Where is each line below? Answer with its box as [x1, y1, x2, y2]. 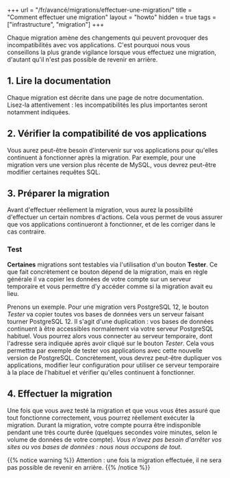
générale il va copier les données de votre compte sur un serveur [7, 275, 192, 283]
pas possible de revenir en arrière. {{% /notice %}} [7, 463, 151, 471]
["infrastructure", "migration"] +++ [7, 21, 105, 28]
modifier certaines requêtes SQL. [7, 168, 101, 176]
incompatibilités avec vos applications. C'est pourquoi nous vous [7, 41, 190, 49]
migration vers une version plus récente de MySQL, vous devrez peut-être [7, 160, 217, 168]
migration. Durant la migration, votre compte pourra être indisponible [7, 420, 201, 429]
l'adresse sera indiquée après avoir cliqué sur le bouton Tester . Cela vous [7, 339, 214, 347]
